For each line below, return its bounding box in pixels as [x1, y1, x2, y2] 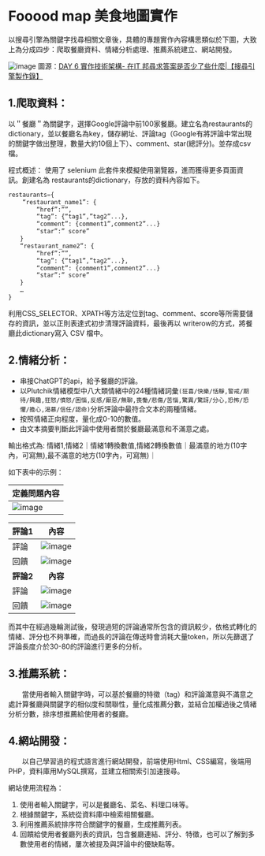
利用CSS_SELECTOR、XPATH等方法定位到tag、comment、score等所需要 [8, 308, 247, 318]
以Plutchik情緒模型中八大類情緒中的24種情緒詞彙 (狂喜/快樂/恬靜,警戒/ [19, 385, 244, 395]
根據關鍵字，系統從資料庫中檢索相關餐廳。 [19, 809, 159, 820]
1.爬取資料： [8, 96, 69, 110]
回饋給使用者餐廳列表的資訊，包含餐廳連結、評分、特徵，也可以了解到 [19, 829, 248, 839]
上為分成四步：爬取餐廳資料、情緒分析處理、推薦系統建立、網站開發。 [8, 44, 237, 54]
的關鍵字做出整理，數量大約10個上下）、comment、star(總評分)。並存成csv [8, 139, 252, 148]
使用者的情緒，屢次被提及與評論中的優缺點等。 [26, 839, 179, 849]
